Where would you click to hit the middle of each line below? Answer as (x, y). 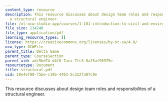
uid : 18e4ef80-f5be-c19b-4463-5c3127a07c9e (51, 75)
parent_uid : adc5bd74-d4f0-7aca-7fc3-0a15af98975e (59, 61)
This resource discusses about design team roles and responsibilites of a (80, 89)
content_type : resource (30, 10)
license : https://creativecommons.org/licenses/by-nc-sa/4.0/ (71, 42)
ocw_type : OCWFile (24, 47)
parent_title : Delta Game (32, 51)
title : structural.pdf (29, 70)
